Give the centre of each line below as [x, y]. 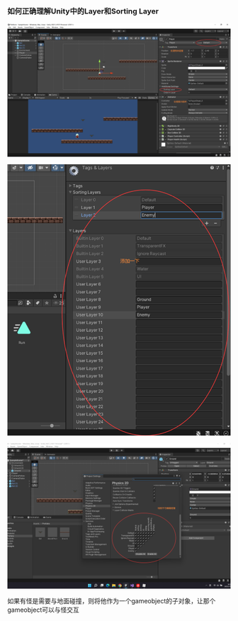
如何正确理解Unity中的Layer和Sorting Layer [83, 11]
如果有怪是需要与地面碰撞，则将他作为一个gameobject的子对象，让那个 [112, 600]
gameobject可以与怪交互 [43, 610]
